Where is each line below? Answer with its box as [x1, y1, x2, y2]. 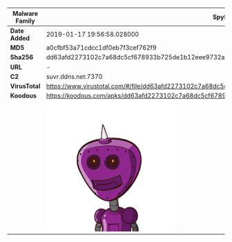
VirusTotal [10, 82, 41, 90]
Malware [12, 9, 39, 17]
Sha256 [10, 53, 34, 62]
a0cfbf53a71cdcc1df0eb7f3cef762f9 [46, 44, 157, 52]
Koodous [10, 91, 37, 100]
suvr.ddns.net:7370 [46, 72, 103, 80]
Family [15, 17, 36, 25]
